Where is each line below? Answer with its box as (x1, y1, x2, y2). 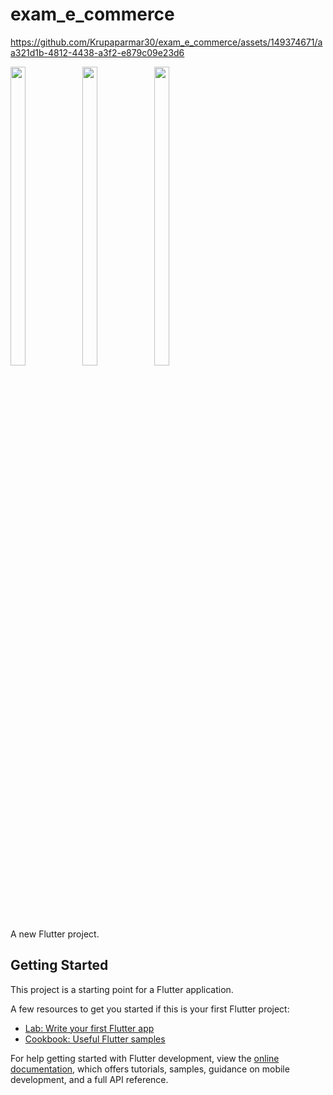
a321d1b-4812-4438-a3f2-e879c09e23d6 (10, 46, 185, 58)
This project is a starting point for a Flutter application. (10, 983, 234, 995)
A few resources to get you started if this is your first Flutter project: (10, 1003, 290, 1015)
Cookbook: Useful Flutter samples (24, 1033, 166, 1045)
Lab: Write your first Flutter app (24, 1022, 155, 1034)
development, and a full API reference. (10, 1073, 169, 1085)
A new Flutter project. (10, 928, 100, 940)
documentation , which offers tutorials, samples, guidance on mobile (10, 1063, 290, 1075)
